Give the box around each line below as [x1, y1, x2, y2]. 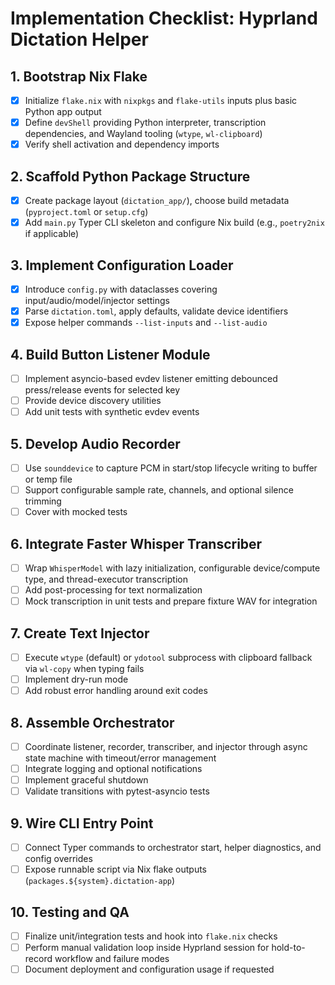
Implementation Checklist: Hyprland [10, 7, 318, 30]
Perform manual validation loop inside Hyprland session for [24, 942, 270, 953]
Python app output [24, 106, 102, 118]
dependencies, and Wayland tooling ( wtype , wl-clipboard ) [24, 128, 263, 140]
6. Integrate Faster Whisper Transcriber [10, 535, 263, 552]
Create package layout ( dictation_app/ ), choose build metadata [24, 195, 290, 206]
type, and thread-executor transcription [24, 573, 188, 585]
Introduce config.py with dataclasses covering [24, 283, 218, 295]
